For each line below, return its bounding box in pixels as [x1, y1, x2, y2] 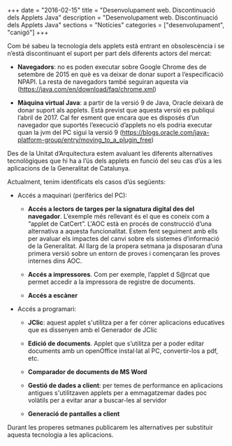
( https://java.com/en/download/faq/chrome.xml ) [17, 85, 157, 93]
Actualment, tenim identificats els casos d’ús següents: [7, 178, 166, 186]
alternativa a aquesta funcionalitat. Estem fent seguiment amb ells [27, 227, 218, 235]
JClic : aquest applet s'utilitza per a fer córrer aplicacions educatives [27, 318, 225, 326]
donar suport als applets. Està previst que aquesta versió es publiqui [17, 106, 215, 114]
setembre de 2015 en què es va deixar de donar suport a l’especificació [17, 70, 224, 78]
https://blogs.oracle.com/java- [122, 129, 210, 136]
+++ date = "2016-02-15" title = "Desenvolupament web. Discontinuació [7, 6, 215, 14]
